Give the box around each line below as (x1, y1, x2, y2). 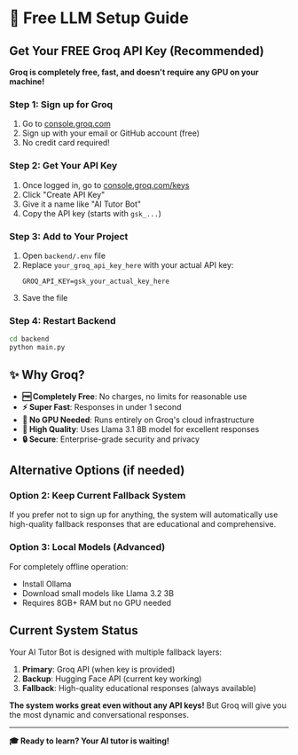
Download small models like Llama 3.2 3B (21, 587, 175, 598)
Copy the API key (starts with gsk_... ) (21, 208, 161, 218)
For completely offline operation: (9, 561, 129, 571)
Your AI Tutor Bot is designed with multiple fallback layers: (9, 647, 222, 657)
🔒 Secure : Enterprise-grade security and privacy (21, 434, 200, 444)
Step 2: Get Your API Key (9, 160, 118, 172)
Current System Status (9, 623, 139, 638)
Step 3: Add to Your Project (9, 230, 129, 242)
